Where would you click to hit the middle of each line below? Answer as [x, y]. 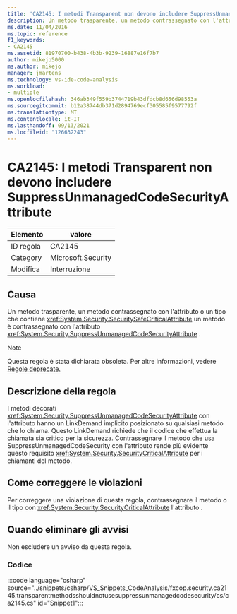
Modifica [25, 269]
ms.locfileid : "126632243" [47, 132]
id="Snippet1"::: [60, 603]
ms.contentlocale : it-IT [44, 119]
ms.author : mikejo [34, 66]
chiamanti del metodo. [40, 461]
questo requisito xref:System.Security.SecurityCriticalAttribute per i [105, 453]
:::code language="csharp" [47, 580]
